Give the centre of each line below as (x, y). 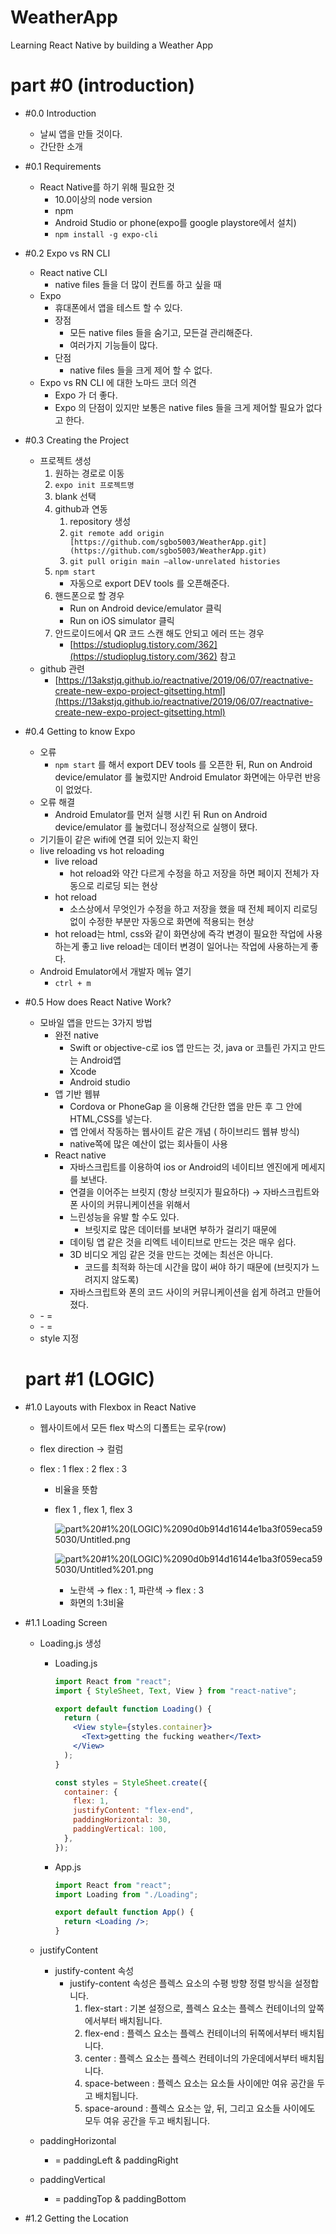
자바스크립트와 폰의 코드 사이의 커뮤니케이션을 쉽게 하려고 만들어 (195, 1292)
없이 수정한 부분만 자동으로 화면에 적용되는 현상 (162, 921)
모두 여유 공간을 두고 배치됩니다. (147, 2121)
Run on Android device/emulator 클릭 (145, 608)
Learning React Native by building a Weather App (112, 45)
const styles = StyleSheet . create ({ (131, 1782)
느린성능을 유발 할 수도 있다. (124, 1217)
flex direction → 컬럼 (81, 1448)
